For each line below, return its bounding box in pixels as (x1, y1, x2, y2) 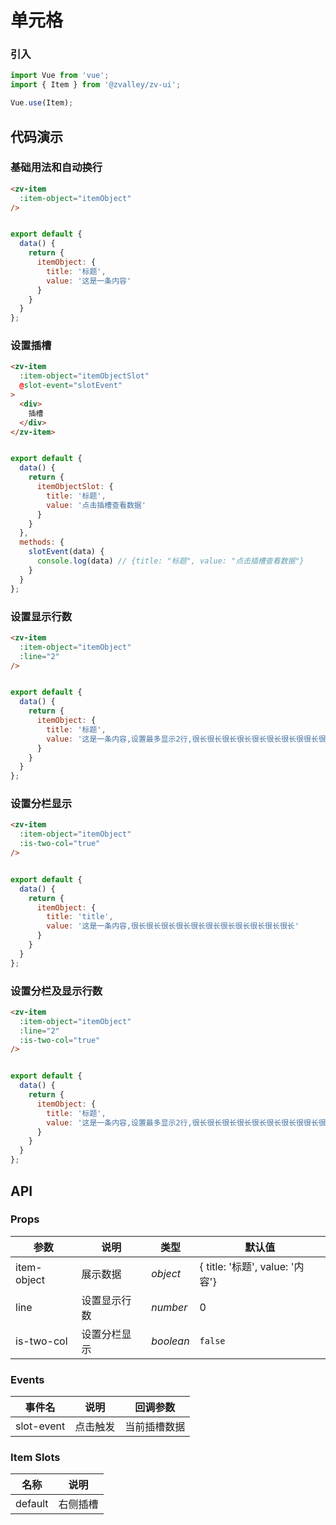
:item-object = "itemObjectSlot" (19, 371, 150, 381)
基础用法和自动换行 (10, 161, 103, 175)
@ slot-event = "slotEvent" (19, 381, 123, 391)
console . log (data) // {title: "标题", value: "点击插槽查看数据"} (36, 556, 305, 566)
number (151, 1300, 188, 1314)
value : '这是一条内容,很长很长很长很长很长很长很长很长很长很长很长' (46, 921, 300, 931)
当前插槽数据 (124, 1420, 186, 1434)
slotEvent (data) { (28, 547, 105, 557)
